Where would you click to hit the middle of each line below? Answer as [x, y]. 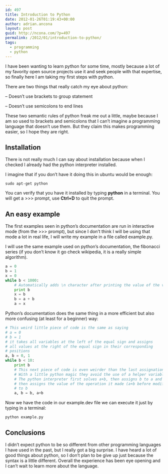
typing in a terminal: [26, 408]
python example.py [24, 417]
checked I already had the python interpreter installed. [61, 165]
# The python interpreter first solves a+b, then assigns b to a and [88, 379]
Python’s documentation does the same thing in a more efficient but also [80, 313]
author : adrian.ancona [29, 24]
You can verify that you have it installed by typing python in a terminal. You [82, 193]
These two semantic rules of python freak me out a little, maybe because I [82, 115]
